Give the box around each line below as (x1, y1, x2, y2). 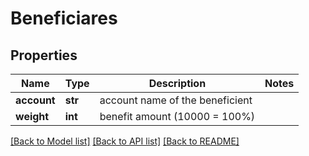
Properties (10, 47, 78, 64)
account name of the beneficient (99, 93, 253, 107)
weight (15, 110, 50, 123)
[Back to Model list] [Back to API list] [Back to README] (10, 135, 240, 147)
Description (148, 77, 207, 90)
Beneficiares (10, 7, 118, 30)
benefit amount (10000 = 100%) (99, 110, 256, 123)
